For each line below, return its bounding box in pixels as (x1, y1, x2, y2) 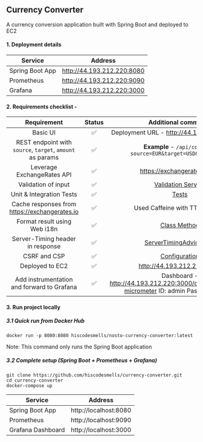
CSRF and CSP (23, 252, 65, 260)
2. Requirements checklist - (6, 103, 77, 110)
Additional (148, 118, 179, 127)
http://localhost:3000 (70, 425, 132, 434)
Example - (143, 143, 175, 151)
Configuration (160, 252, 200, 260)
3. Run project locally (6, 303, 60, 311)
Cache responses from (11, 200, 77, 209)
